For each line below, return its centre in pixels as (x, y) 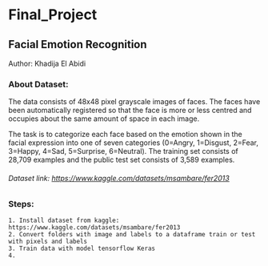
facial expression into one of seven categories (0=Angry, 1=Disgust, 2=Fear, (133, 143)
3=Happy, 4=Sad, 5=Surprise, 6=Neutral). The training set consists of (123, 151)
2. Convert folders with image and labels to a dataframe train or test (132, 234)
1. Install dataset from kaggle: (64, 220)
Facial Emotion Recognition (78, 44)
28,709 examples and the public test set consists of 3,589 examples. (122, 160)
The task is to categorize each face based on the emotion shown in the (125, 135)
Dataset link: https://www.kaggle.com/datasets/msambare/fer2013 (119, 178)
